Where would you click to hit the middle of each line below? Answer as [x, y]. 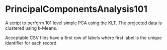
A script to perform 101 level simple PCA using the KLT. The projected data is [83, 23]
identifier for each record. [32, 43]
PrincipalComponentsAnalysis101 [76, 9]
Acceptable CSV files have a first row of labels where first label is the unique [83, 38]
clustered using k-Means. [31, 28]
